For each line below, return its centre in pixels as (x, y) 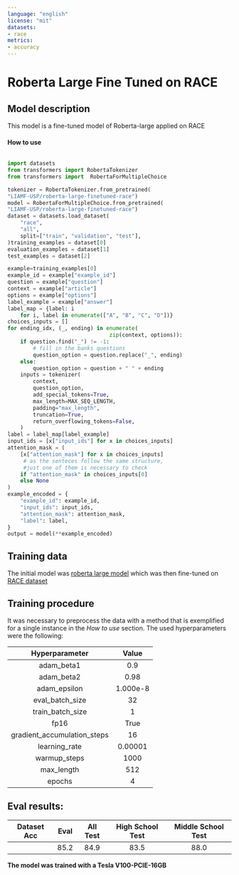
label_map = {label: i (41, 308)
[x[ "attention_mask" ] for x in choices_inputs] (92, 454)
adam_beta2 (60, 677)
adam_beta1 (60, 665)
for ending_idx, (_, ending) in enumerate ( (73, 329)
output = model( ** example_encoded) (60, 534)
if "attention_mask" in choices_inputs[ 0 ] (84, 474)
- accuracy (23, 47)
